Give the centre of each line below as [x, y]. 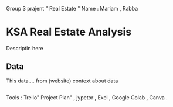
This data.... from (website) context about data [62, 81]
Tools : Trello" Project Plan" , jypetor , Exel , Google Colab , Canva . [87, 98]
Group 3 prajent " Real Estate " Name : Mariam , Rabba [72, 8]
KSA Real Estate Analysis [69, 32]
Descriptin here [25, 48]
